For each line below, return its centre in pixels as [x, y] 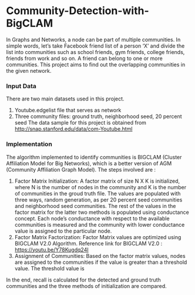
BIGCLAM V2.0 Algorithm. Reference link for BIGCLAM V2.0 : [88, 243]
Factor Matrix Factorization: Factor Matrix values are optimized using [98, 237]
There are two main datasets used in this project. [65, 99]
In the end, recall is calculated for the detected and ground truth [84, 280]
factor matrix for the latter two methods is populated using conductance [102, 212]
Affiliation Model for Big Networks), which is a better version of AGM [89, 163]
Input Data [21, 86]
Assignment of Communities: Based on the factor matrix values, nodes [100, 256]
